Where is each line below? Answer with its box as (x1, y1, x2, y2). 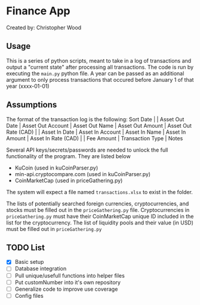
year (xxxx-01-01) (6, 82, 50, 90)
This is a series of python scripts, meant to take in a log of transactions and (6, 57, 192, 64)
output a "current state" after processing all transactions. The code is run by (6, 63, 194, 70)
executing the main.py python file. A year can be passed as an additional (6, 70, 184, 77)
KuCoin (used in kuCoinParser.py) (14, 164, 99, 171)
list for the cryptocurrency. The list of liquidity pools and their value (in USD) (6, 219, 194, 226)
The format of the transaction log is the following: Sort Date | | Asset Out (6, 115, 184, 123)
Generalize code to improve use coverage (14, 285, 118, 292)
